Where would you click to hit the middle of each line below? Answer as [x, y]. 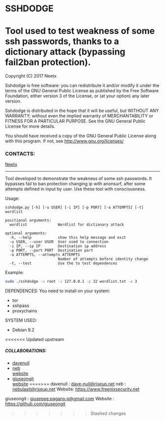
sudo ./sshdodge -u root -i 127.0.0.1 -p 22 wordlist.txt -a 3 [71, 281]
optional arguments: [26, 233]
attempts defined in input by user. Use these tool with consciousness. [76, 189]
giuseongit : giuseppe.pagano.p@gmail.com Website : [60, 399]
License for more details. [30, 126]
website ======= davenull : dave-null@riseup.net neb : [69, 384]
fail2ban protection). [48, 62]
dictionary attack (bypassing [65, 52]
